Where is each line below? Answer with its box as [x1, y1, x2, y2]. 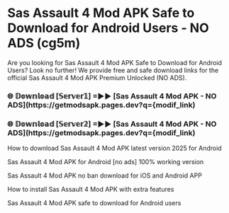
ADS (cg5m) [7, 35, 81, 51]
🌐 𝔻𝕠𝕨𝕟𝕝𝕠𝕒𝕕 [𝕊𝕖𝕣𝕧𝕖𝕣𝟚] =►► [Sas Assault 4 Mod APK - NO [7, 119, 217, 129]
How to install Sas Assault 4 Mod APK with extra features [7, 185, 174, 194]
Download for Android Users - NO [7, 20, 209, 36]
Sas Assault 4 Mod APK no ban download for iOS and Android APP [7, 171, 202, 180]
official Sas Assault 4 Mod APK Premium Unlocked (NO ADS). [7, 73, 187, 82]
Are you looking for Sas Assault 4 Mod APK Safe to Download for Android [7, 58, 222, 67]
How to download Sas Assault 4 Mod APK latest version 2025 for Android [7, 144, 222, 153]
